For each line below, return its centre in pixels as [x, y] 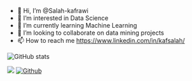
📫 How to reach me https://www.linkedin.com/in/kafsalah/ [101, 40]
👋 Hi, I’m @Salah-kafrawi [53, 11]
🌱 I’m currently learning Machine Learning [77, 25]
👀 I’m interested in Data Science [63, 18]
